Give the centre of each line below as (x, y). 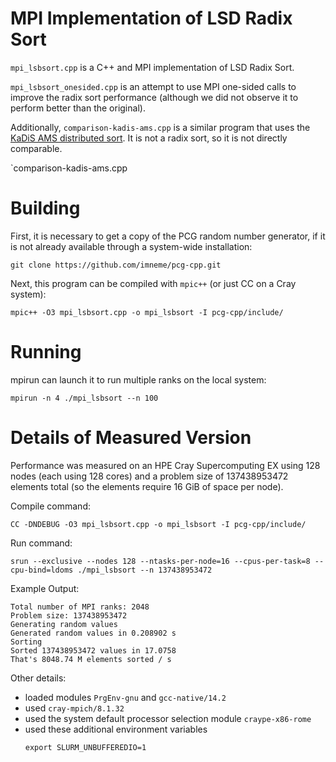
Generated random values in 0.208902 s (93, 633)
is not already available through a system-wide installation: (131, 246)
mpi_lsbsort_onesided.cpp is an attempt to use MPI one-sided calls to (153, 86)
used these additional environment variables (116, 729)
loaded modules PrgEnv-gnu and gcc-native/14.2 (125, 697)
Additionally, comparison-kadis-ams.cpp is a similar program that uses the (160, 127)
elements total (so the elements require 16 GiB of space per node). (147, 486)
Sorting (26, 642)
